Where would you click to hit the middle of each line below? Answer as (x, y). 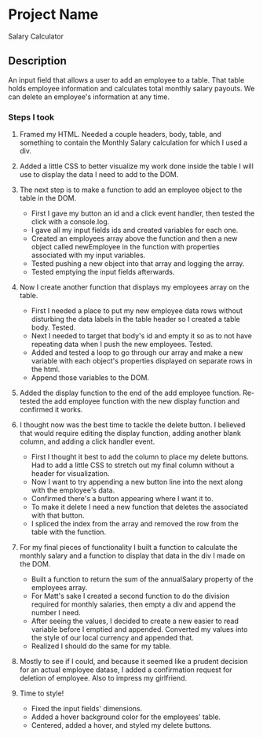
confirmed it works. (51, 410)
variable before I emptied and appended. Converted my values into (139, 629)
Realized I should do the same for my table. (101, 646)
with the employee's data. (73, 490)
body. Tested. (53, 327)
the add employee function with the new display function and (141, 401)
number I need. (56, 613)
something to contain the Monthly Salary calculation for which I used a (133, 142)
